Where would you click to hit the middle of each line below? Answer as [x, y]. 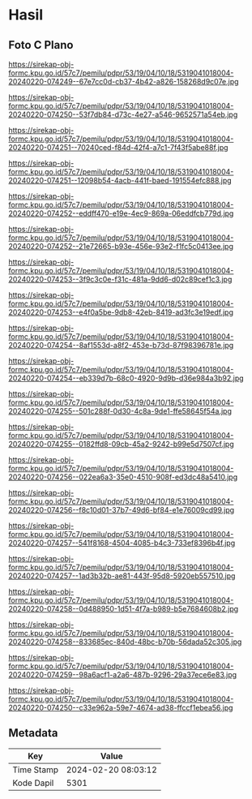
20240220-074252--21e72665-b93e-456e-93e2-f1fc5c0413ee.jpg [121, 246]
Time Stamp [36, 770]
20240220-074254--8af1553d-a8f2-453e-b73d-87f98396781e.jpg [121, 345]
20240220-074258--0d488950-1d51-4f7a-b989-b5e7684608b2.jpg [124, 609]
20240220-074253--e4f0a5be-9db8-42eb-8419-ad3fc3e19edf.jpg [121, 312]
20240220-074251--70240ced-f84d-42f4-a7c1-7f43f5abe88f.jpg [118, 147]
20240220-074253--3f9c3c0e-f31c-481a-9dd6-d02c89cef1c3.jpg [120, 279]
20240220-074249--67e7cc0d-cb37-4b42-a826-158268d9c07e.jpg [124, 82]
